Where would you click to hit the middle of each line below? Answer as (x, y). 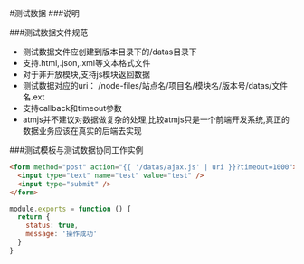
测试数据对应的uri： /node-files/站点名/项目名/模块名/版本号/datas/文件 (155, 85)
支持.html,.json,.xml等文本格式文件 (86, 63)
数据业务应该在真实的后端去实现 (82, 131)
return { (34, 217)
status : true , (52, 226)
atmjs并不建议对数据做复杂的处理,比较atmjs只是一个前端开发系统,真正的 (156, 119)
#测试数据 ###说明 (44, 13)
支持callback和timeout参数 (72, 108)
